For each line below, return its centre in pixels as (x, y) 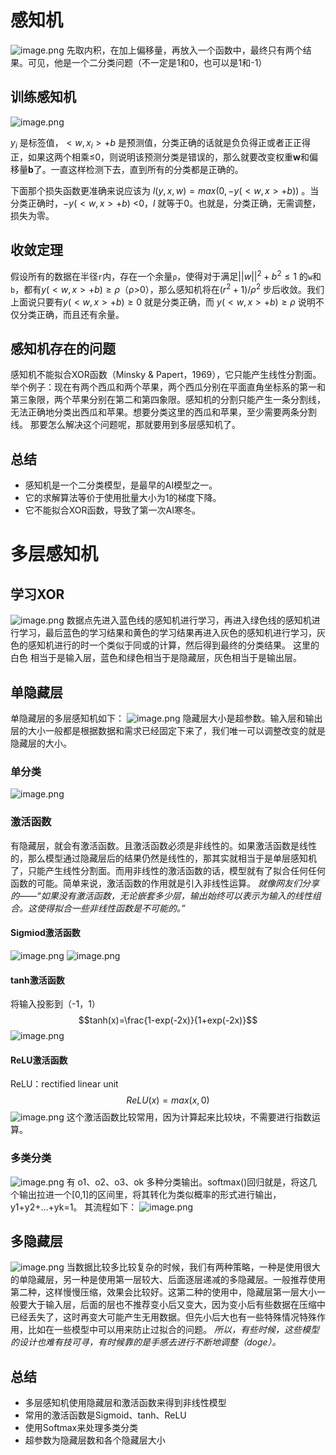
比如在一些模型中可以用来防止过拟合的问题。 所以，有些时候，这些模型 (173, 1330)
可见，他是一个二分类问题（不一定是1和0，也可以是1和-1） (147, 62)
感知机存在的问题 (63, 349)
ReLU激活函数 (39, 1060)
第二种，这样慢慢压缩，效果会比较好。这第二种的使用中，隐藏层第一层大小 (163, 1292)
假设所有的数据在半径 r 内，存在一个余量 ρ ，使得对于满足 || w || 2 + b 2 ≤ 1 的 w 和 (166, 276)
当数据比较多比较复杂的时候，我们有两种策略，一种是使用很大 (193, 1267)
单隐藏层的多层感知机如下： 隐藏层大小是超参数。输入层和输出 (166, 718)
